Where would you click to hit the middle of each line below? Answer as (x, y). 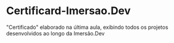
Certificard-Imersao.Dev (69, 11)
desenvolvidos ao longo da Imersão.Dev (55, 33)
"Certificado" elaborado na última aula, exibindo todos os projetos (87, 27)
